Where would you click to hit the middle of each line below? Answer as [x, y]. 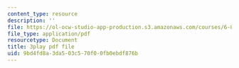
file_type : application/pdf [49, 34]
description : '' [31, 21]
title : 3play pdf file [41, 47]
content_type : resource [43, 14]
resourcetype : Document [43, 40]
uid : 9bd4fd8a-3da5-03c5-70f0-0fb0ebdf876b [73, 54]
